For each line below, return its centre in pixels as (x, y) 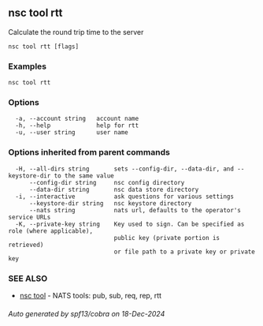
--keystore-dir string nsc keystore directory (110, 203)
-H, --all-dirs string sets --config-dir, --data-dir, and (125, 169)
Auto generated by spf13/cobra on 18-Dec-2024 (87, 313)
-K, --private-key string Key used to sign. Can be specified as (130, 224)
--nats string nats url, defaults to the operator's (135, 210)
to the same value (84, 176)
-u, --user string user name (72, 133)
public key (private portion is (167, 238)
